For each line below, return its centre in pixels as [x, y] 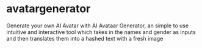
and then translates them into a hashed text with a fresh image [85, 38]
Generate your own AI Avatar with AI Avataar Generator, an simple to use [98, 26]
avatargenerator [49, 9]
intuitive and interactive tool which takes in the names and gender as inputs [101, 32]
